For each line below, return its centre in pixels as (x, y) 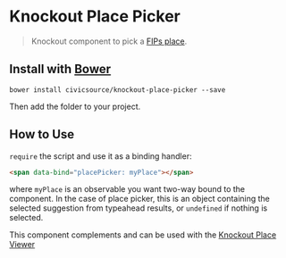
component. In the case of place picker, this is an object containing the (140, 199)
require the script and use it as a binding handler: (101, 156)
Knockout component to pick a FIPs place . (109, 41)
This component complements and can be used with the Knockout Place (143, 235)
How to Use (42, 134)
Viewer (22, 245)
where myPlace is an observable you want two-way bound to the (127, 189)
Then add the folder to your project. (75, 106)
